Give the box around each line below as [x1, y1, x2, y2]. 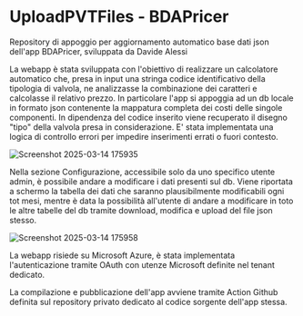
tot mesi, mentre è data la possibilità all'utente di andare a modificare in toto [9, 195, 294, 206]
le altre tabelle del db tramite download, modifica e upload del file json [9, 204, 273, 215]
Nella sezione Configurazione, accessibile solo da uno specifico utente [9, 166, 276, 177]
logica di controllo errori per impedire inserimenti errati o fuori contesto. [9, 131, 279, 142]
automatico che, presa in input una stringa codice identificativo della [9, 73, 266, 84]
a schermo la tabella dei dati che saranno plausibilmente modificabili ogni [9, 185, 285, 196]
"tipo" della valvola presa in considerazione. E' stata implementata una [9, 121, 274, 133]
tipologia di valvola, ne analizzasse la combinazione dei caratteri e [9, 83, 258, 94]
